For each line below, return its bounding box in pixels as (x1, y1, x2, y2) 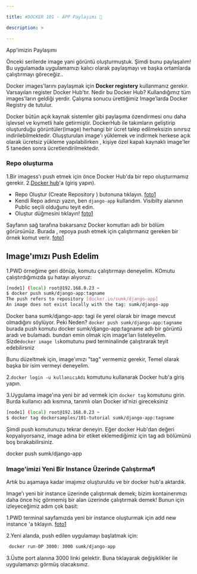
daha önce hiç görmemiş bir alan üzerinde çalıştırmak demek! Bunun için (6, 496, 185, 504)
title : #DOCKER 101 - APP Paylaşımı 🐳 (6, 14, 102, 20)
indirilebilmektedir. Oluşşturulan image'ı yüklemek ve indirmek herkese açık (6, 132, 191, 139)
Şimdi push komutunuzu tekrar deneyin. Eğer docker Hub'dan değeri (6, 425, 174, 433)
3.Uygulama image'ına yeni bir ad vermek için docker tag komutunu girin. (6, 391, 186, 399)
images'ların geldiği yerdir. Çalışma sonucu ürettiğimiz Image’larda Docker (6, 95, 188, 102)
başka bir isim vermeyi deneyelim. (6, 362, 90, 369)
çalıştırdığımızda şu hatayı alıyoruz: (6, 273, 92, 280)
